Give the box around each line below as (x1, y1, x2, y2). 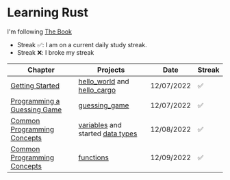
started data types (78, 129, 138, 138)
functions (78, 153, 110, 162)
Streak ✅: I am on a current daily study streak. (16, 40, 147, 49)
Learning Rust (7, 5, 89, 21)
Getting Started (10, 81, 60, 90)
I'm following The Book (7, 27, 72, 36)
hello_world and (78, 77, 129, 86)
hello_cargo (78, 85, 116, 94)
